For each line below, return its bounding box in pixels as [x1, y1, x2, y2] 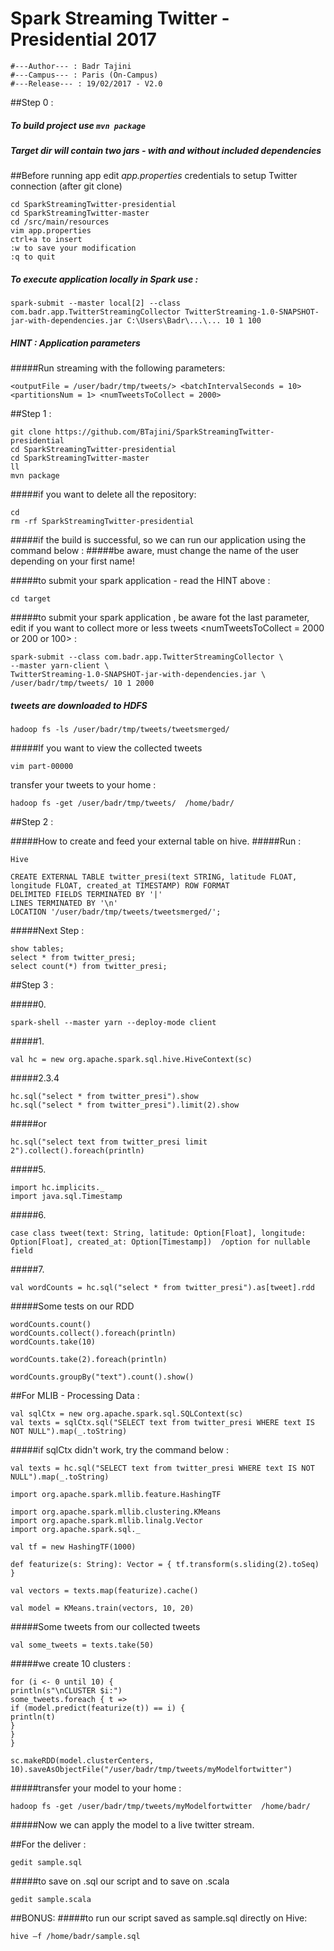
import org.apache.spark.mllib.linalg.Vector [10, 1516, 203, 1526]
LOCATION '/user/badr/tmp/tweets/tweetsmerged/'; [10, 907, 222, 917]
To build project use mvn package [10, 119, 146, 131]
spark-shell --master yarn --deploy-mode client [10, 1018, 217, 1028]
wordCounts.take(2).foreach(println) [10, 1355, 168, 1365]
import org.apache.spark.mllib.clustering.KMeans [10, 1507, 222, 1517]
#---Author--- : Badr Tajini [10, 61, 132, 71]
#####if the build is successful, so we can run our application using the [10, 534, 307, 546]
